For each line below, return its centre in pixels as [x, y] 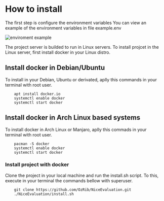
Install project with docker [37, 165]
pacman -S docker [32, 144]
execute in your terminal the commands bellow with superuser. [69, 180]
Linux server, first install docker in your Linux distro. [58, 52]
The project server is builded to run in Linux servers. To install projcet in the [82, 47]
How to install [34, 9]
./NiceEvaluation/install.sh [44, 194]
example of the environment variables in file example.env [63, 28]
